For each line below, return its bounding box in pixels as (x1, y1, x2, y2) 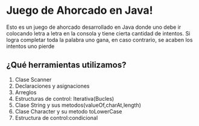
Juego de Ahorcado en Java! (6, 4, 153, 17)
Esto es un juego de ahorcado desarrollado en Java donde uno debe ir (6, 23, 182, 31)
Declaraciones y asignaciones (14, 82, 90, 89)
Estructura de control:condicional (14, 114, 98, 121)
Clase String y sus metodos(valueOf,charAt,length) (14, 101, 142, 109)
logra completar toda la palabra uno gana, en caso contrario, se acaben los (6, 36, 193, 43)
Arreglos (14, 88, 37, 96)
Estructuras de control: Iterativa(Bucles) (14, 95, 115, 102)
